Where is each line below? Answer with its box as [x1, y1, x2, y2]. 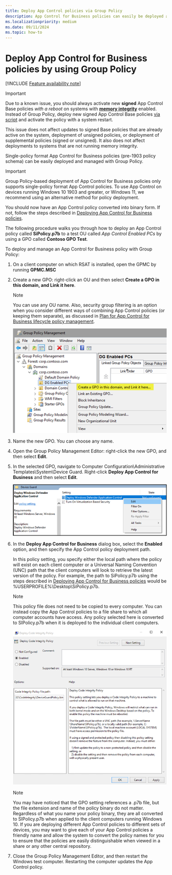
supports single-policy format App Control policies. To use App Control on [5, 183, 162, 190]
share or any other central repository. [12, 843, 92, 849]
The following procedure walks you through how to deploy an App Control [5, 225, 161, 232]
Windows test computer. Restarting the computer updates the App [12, 858, 153, 864]
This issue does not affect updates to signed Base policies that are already [5, 127, 163, 133]
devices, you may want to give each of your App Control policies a [12, 826, 153, 832]
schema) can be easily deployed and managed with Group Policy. [5, 158, 143, 164]
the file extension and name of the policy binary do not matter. [12, 805, 144, 811]
